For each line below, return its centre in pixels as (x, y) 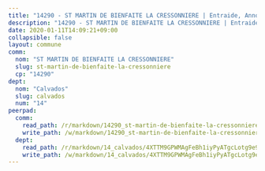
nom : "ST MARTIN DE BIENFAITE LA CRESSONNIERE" (95, 60)
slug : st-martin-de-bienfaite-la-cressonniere (93, 67)
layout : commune (35, 45)
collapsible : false (40, 37)
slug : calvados (40, 96)
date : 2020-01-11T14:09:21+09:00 (63, 30)
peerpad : (22, 111)
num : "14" (31, 103)
